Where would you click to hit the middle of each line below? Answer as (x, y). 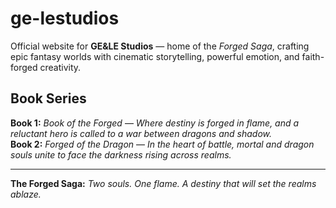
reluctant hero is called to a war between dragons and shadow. (141, 133)
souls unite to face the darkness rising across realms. (121, 154)
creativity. (60, 67)
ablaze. (26, 194)
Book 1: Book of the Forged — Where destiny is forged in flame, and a (155, 123)
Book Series (48, 98)
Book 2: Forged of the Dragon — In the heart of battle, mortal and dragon (162, 144)
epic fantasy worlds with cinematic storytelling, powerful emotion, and (155, 56)
